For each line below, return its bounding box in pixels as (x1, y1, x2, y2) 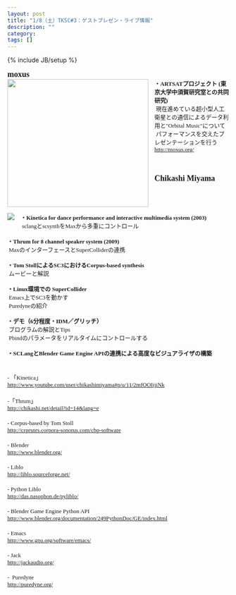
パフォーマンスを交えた (156, 130, 219, 138)
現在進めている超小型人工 (156, 105, 225, 113)
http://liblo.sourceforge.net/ (7, 470, 70, 478)
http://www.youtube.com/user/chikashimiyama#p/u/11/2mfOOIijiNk (7, 381, 165, 388)
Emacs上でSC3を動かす (8, 294, 69, 302)
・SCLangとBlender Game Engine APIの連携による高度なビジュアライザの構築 (7, 350, 213, 357)
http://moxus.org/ (154, 146, 194, 154)
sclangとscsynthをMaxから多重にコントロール (22, 223, 139, 230)
